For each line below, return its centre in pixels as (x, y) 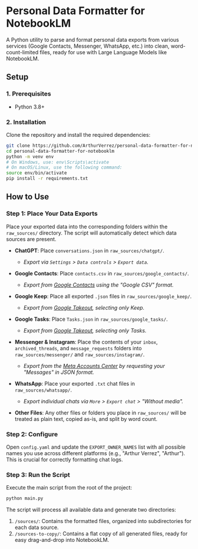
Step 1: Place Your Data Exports (52, 213)
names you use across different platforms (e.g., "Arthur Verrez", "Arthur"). (96, 453)
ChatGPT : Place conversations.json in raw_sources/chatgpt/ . (89, 250)
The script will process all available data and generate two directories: (91, 510)
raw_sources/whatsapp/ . (43, 390)
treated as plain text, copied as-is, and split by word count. (86, 419)
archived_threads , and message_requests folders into (78, 348)
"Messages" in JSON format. (59, 372)
